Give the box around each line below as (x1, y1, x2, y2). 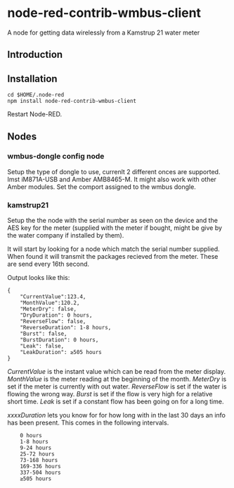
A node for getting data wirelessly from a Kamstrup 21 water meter (7, 28, 200, 37)
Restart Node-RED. (7, 110, 62, 118)
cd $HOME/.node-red (7, 92, 65, 99)
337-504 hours (20, 469, 61, 477)
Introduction (7, 49, 63, 61)
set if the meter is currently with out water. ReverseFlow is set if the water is (7, 382, 227, 391)
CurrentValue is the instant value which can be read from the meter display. (7, 367, 226, 376)
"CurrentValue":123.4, (20, 293, 86, 300)
